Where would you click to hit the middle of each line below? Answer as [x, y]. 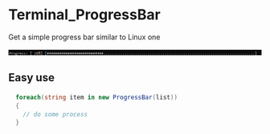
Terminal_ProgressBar [84, 15]
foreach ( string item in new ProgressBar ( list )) [97, 97]
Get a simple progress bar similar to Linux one [84, 37]
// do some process [55, 114]
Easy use [31, 78]
